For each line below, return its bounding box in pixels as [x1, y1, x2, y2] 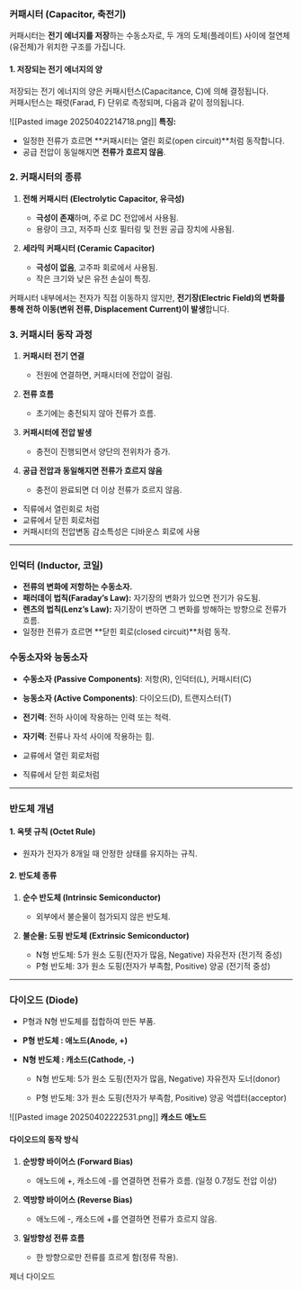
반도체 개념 [9, 802, 55, 814]
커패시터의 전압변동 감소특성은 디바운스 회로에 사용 [22, 526, 200, 537]
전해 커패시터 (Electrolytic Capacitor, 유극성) [22, 193, 185, 204]
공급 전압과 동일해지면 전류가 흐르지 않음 [22, 466, 164, 477]
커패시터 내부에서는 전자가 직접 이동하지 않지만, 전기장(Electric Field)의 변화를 [9, 292, 286, 303]
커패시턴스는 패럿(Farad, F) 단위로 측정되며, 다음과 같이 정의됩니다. [9, 96, 244, 107]
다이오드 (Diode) [9, 994, 79, 1006]
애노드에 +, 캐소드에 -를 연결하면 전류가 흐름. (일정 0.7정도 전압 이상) [35, 1175, 278, 1186]
